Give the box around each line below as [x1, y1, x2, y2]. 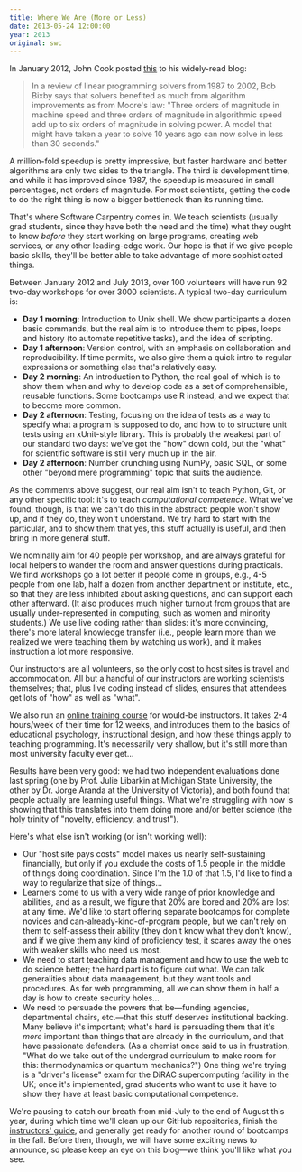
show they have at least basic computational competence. [22, 1089, 239, 1100]
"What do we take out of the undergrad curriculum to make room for [22, 1050, 277, 1061]
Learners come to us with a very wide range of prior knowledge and [22, 887, 276, 898]
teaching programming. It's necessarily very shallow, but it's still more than [9, 739, 288, 749]
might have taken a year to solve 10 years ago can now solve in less [31, 128, 284, 140]
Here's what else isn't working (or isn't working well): [9, 832, 207, 842]
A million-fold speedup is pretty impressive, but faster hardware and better [9, 155, 287, 167]
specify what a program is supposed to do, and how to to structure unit [22, 419, 287, 430]
